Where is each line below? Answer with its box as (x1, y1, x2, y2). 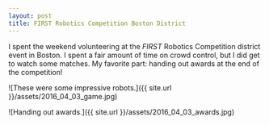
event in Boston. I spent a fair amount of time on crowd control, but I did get (8, 50, 260, 60)
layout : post (8, 11, 53, 20)
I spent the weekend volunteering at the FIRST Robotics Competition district (8, 41, 261, 51)
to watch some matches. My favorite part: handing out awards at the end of (8, 58, 260, 69)
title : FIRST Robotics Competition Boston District (8, 19, 186, 27)
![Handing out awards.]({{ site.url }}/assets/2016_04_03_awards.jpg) (8, 106, 235, 117)
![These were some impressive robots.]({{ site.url (8, 82, 172, 93)
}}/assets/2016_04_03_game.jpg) (8, 91, 118, 101)
